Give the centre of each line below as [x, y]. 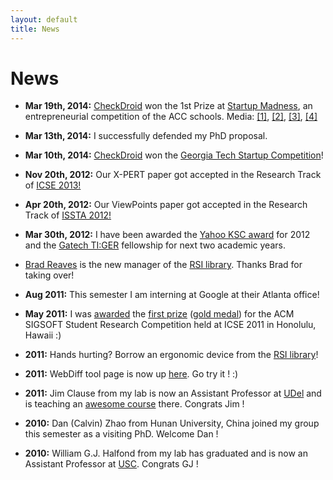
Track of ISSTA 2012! [68, 215]
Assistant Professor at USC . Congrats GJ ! [111, 464]
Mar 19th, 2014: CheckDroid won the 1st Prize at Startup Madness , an [168, 106]
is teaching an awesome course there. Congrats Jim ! [134, 404]
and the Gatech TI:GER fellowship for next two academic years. [155, 245]
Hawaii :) [43, 335]
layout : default [44, 19]
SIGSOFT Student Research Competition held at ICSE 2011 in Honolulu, [170, 325]
